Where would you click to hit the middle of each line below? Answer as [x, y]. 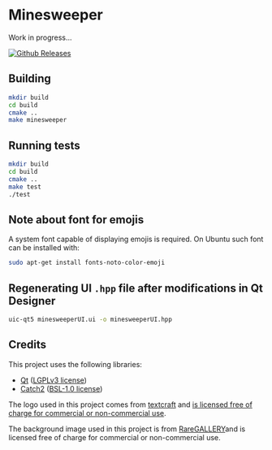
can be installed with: [44, 248]
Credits [28, 345]
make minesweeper [38, 120]
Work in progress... [40, 37]
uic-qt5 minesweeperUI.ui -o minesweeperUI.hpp [91, 319]
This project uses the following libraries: [75, 364]
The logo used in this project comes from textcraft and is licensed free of [131, 405]
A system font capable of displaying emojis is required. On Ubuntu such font [136, 239]
